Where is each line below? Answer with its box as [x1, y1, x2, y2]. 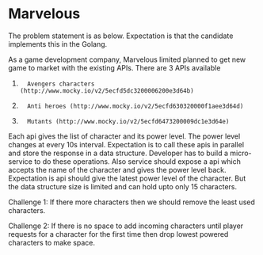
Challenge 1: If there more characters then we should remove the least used [8, 197, 256, 207]
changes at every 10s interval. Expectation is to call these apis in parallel [8, 139, 244, 149]
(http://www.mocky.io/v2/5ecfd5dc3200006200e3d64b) [19, 86, 194, 95]
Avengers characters [27, 80, 95, 88]
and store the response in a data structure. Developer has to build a [8, 148, 228, 158]
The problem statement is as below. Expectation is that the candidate [8, 31, 234, 40]
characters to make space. [8, 238, 95, 247]
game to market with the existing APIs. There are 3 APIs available [8, 63, 221, 72]
